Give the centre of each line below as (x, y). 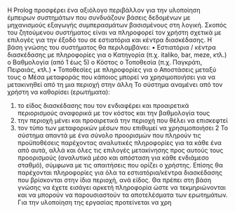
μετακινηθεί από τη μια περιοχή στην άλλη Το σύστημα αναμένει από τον (115, 84)
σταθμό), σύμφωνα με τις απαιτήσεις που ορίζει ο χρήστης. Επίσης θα (120, 165)
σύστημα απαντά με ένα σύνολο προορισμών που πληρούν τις (109, 135)
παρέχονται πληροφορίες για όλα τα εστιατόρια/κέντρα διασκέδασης (120, 172)
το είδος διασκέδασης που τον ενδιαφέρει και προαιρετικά (103, 105)
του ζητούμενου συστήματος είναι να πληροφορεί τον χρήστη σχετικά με (114, 32)
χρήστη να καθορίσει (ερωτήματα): (59, 92)
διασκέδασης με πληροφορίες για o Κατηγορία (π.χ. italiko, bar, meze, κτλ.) (117, 55)
